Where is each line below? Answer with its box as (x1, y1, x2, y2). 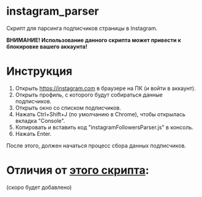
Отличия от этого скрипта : (6, 163, 149, 177)
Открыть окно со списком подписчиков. (15, 104, 121, 111)
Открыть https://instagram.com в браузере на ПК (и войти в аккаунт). (15, 84, 196, 92)
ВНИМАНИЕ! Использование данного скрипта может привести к (6, 36, 182, 43)
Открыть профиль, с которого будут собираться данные (15, 91, 163, 98)
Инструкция (6, 64, 72, 78)
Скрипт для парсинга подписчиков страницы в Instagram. (6, 24, 158, 32)
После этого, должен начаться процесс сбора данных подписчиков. (6, 142, 187, 149)
